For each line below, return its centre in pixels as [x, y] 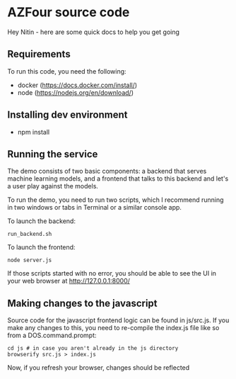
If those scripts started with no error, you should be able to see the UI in [112, 273]
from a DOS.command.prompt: [52, 335]
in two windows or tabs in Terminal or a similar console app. [95, 208]
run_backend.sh [30, 234]
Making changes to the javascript [82, 303]
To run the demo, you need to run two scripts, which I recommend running [116, 200]
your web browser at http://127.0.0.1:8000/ [69, 281]
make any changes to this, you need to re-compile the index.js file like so [113, 328]
